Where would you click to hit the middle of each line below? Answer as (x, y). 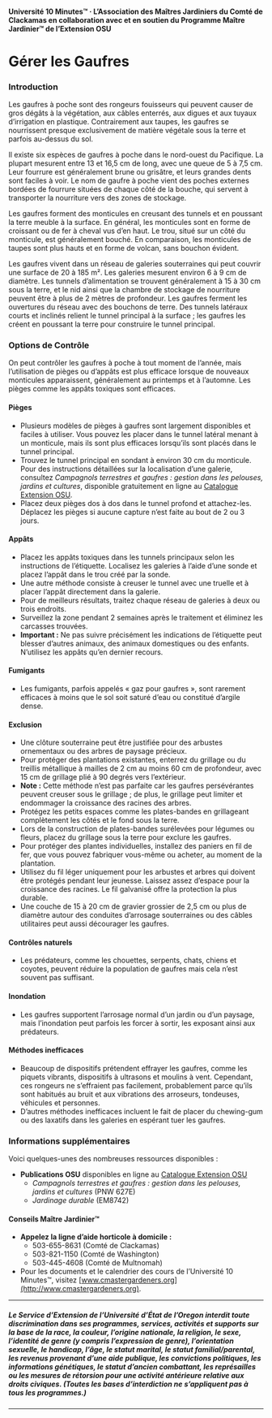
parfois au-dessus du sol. (51, 139)
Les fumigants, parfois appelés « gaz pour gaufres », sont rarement (133, 688)
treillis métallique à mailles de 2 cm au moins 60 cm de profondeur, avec (140, 768)
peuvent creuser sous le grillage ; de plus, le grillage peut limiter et (131, 794)
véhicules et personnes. (60, 1102)
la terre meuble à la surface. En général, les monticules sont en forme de (130, 223)
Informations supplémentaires (70, 1141)
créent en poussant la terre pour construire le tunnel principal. (112, 324)
